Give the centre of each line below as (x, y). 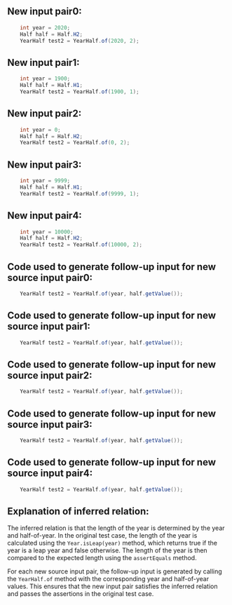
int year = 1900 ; (45, 79)
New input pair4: (45, 216)
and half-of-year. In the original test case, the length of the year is (102, 536)
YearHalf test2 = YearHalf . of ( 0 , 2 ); (75, 143)
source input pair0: (50, 277)
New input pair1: (43, 62)
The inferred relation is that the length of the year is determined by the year (116, 528)
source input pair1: (49, 326)
